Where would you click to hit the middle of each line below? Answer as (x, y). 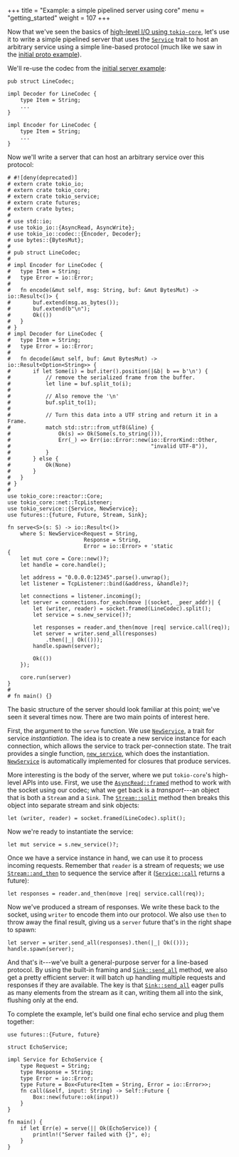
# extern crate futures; (44, 203)
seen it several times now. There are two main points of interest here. (108, 717)
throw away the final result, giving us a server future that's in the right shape (119, 922)
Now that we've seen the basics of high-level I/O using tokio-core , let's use (118, 32)
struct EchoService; (38, 1047)
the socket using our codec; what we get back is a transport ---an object (113, 790)
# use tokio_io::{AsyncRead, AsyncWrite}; (71, 228)
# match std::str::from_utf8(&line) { (81, 428)
